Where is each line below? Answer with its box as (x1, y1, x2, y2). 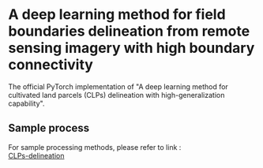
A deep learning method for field (8, 6, 227, 24)
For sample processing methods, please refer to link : (8, 142, 182, 151)
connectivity (8, 56, 93, 74)
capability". (8, 99, 45, 108)
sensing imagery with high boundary (8, 39, 255, 57)
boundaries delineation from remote (8, 22, 250, 40)
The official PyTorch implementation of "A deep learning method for (8, 81, 229, 91)
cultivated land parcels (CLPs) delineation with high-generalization (8, 90, 225, 99)
